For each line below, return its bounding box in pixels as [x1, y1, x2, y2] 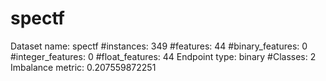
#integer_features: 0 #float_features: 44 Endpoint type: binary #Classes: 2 [10, 50, 317, 62]
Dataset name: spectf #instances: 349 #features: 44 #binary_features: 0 [10, 40, 308, 52]
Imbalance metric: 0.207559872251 [10, 61, 157, 73]
